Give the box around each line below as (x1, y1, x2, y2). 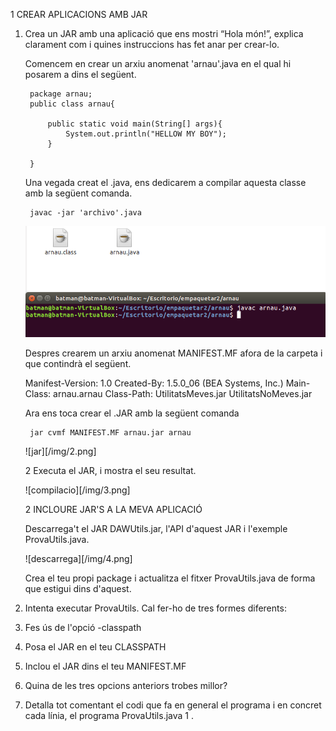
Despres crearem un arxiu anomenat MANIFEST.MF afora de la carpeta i (24, 347, 323, 359)
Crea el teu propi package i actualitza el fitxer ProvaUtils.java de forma (24, 572, 316, 584)
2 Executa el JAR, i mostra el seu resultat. (24, 464, 197, 476)
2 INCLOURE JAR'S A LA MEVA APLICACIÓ (24, 503, 203, 515)
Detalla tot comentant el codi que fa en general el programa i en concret (24, 699, 322, 711)
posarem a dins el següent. (24, 69, 137, 80)
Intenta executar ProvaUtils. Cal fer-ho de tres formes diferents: (24, 602, 287, 614)
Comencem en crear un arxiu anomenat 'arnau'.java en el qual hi (24, 58, 292, 69)
